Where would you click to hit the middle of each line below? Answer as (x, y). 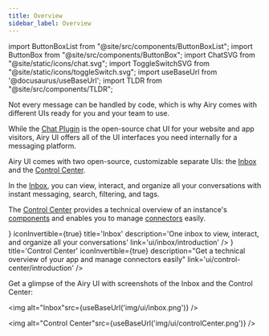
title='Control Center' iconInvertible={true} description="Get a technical (127, 251)
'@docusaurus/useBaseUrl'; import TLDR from (86, 80)
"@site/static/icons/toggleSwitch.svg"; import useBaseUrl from (113, 72)
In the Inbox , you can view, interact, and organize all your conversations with (135, 185)
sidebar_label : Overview (50, 23)
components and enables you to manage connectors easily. (107, 218)
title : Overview (35, 16)
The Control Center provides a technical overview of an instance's (118, 209)
